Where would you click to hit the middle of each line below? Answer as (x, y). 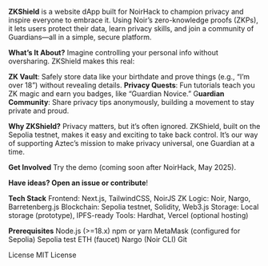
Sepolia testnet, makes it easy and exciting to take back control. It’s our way (133, 135)
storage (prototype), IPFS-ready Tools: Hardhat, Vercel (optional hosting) (128, 215)
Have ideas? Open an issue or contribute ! (78, 183)
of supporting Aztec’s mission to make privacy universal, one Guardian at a (132, 143)
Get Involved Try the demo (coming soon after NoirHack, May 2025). (122, 167)
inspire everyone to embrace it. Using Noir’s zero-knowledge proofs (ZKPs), (133, 20)
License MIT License (42, 255)
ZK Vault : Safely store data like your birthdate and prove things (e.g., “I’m (129, 77)
